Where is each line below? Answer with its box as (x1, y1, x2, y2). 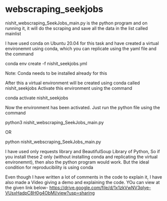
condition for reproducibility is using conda (5, 164, 94, 170)
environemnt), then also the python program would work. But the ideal (5, 159, 150, 165)
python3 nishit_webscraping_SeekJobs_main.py (5, 119, 104, 125)
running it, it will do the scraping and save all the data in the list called (5, 25, 148, 31)
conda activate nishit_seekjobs (5, 95, 68, 101)
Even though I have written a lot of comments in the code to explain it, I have (5, 174, 163, 180)
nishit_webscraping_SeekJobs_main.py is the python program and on (5, 20, 148, 26)
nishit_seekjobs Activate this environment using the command (5, 85, 133, 91)
